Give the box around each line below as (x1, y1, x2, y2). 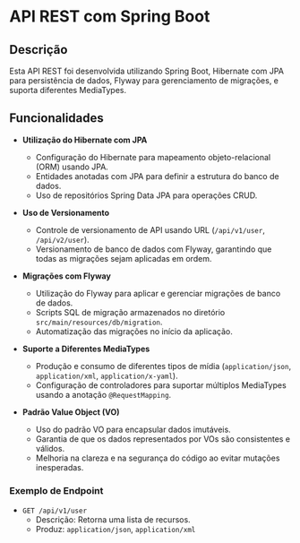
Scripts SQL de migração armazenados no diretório (35, 306, 226, 317)
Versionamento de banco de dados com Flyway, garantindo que (35, 244, 272, 254)
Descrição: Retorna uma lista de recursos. (35, 514, 191, 525)
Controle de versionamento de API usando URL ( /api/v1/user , (35, 224, 266, 235)
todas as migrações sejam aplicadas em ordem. (35, 253, 212, 263)
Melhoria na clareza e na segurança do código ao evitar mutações (35, 452, 280, 463)
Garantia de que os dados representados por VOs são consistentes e (35, 433, 291, 444)
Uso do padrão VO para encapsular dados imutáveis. (35, 424, 231, 435)
